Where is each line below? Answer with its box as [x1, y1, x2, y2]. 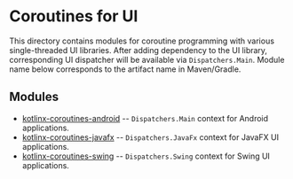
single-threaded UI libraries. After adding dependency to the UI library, [9, 44, 268, 55]
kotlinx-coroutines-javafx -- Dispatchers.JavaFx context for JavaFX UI [21, 131, 280, 143]
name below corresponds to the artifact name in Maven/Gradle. [9, 64, 242, 74]
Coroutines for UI [9, 6, 139, 27]
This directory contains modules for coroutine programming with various [9, 35, 275, 46]
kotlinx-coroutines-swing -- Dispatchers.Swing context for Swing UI [21, 151, 271, 161]
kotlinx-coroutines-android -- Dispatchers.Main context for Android [21, 113, 269, 123]
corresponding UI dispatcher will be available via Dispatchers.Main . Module [9, 54, 285, 65]
